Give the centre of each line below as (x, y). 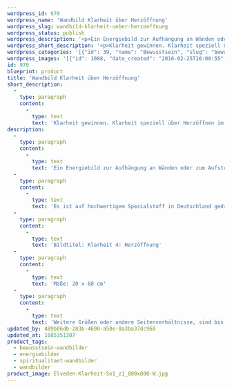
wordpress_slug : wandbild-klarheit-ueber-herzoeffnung (88, 26)
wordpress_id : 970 (33, 13)
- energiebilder (37, 354)
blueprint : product (35, 71)
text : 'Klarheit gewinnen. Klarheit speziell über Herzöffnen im (128, 123)
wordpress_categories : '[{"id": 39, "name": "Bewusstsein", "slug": (108, 53)
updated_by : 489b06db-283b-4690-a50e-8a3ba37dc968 (81, 329)
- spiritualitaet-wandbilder (55, 361)
